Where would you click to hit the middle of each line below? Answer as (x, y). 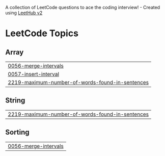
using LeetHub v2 (24, 13)
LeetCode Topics (42, 33)
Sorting (17, 132)
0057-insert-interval (34, 74)
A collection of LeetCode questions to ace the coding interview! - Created (83, 7)
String (15, 101)
